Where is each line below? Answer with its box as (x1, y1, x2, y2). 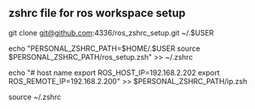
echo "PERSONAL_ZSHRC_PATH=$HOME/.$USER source (8, 44, 201, 53)
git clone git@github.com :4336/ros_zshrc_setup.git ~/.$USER (8, 27, 214, 37)
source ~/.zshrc (8, 92, 62, 102)
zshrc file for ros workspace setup (8, 6, 186, 20)
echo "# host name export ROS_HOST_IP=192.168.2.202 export (8, 68, 220, 78)
